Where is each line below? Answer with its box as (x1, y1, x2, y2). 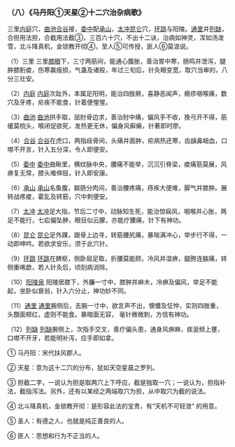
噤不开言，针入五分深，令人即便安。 (7, 145, 112, 154)
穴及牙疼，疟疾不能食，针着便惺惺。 (7, 98, 112, 107)
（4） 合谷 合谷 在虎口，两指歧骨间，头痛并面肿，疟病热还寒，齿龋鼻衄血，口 (7, 136, 227, 145)
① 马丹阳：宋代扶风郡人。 (7, 349, 85, 357)
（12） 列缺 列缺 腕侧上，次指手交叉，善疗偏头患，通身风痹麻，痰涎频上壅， (7, 325, 224, 334)
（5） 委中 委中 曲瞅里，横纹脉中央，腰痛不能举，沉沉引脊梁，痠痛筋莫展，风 (7, 160, 227, 168)
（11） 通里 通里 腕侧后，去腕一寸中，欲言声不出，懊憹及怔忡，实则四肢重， (7, 302, 222, 310)
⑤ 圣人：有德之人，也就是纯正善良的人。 (7, 417, 128, 425)
